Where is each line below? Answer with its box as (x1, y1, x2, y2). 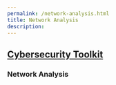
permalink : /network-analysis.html (7, 10, 110, 17)
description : (7, 23, 45, 30)
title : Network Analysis (7, 17, 79, 23)
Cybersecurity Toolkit (7, 48, 104, 60)
